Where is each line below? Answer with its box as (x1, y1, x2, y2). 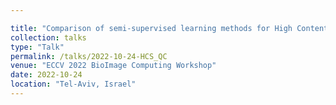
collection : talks (10, 32, 87, 43)
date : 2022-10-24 (10, 70, 83, 80)
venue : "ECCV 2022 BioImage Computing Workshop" (10, 61, 217, 71)
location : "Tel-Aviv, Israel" (10, 79, 137, 90)
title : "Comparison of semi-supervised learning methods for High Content (10, 23, 329, 33)
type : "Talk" (10, 42, 65, 52)
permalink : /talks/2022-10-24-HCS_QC (10, 51, 168, 61)
